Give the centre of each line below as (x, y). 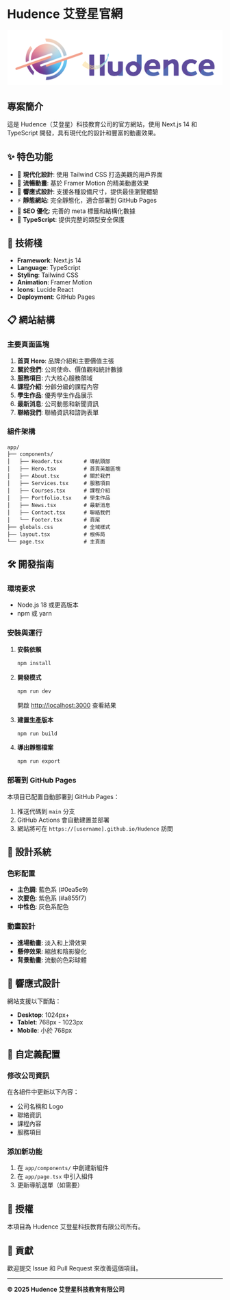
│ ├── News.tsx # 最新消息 (59, 505)
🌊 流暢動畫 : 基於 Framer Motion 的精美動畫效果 (83, 183)
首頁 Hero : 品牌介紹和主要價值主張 (65, 361)
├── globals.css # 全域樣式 (59, 527)
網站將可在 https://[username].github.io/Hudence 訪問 (95, 828)
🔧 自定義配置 (34, 1054)
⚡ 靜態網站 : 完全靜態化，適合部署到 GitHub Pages (87, 200)
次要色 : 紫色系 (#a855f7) (52, 898)
